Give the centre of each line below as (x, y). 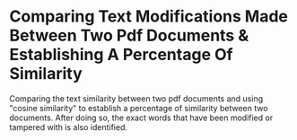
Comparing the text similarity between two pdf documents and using (136, 98)
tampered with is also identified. (69, 127)
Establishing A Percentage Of (121, 55)
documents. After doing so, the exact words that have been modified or (141, 118)
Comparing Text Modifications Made (149, 17)
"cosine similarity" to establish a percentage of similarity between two (139, 108)
